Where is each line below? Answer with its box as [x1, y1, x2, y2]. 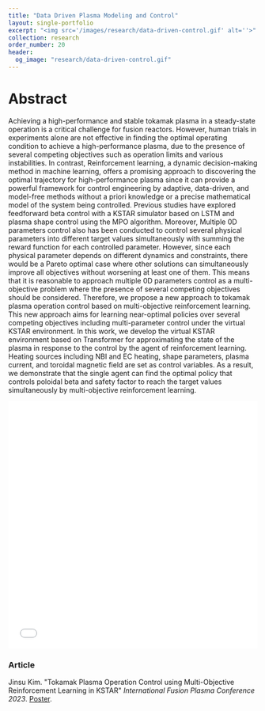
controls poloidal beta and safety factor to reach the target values [8, 377, 222, 386]
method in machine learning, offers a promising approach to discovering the [8, 166, 256, 176]
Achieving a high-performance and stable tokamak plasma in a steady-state [8, 116, 256, 125]
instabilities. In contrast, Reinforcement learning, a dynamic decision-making [8, 158, 258, 167]
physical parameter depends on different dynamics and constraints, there [8, 250, 248, 260]
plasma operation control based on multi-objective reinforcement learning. [8, 301, 252, 310]
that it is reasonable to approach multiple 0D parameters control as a [8, 276, 232, 285]
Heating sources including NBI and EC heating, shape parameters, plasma [8, 352, 249, 361]
